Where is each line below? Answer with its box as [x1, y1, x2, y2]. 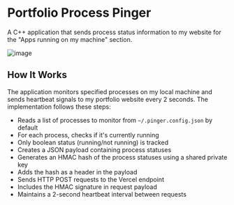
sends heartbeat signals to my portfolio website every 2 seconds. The [7, 95, 208, 103]
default [17, 123, 38, 132]
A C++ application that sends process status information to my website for [7, 28, 221, 36]
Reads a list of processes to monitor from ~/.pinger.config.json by [17, 116, 213, 124]
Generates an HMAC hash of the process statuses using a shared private [17, 153, 228, 161]
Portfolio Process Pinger [7, 5, 152, 21]
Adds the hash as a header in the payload [17, 167, 138, 176]
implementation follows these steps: [7, 102, 111, 111]
